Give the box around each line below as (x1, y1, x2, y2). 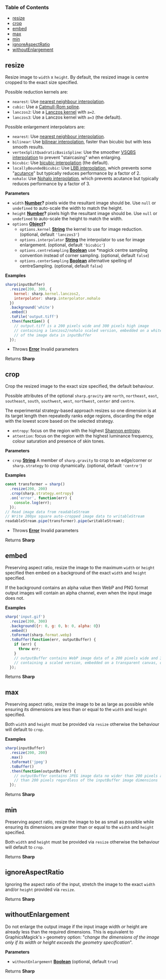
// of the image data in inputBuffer (14, 333, 92, 338)
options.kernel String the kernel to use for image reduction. (19, 226, 143, 232)
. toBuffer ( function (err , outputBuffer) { (9, 637, 96, 642)
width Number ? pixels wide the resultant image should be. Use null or (12, 200, 157, 206)
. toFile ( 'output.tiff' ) (9, 314, 58, 319)
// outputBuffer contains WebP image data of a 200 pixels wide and (14, 656, 158, 661)
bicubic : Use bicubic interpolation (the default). (12, 160, 109, 166)
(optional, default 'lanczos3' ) (19, 231, 80, 237)
